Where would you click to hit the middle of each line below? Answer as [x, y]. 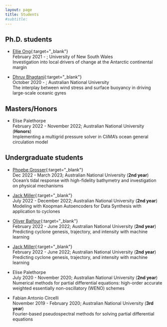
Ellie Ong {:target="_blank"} [40, 51]
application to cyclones [36, 211]
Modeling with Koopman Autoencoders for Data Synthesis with [77, 206]
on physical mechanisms [38, 185]
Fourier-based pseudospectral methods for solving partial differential [83, 313]
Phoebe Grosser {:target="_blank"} [48, 169]
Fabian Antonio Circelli [35, 297]
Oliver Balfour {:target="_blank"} [45, 221]
